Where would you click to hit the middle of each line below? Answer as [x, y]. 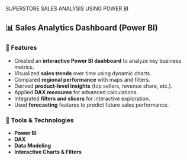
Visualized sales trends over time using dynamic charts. [83, 73]
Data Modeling [33, 145]
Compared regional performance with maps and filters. [82, 79]
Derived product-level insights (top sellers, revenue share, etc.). [93, 86]
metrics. [24, 67]
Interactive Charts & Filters [48, 152]
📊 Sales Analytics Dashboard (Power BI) [82, 28]
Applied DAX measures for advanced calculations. [76, 92]
